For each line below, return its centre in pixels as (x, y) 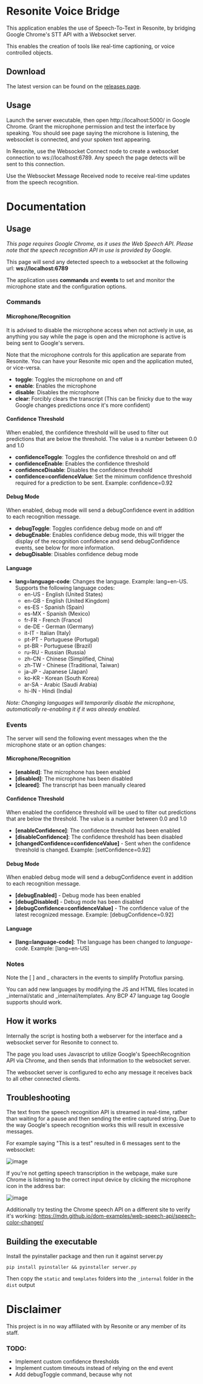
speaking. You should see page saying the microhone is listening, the (93, 133)
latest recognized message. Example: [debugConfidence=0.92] (94, 915)
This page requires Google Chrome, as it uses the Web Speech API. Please (100, 243)
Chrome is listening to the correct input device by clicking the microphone (98, 1180)
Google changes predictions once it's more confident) (82, 405)
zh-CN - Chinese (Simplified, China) (69, 659)
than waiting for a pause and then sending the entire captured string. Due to (101, 1119)
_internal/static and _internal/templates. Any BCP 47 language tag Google (98, 995)
